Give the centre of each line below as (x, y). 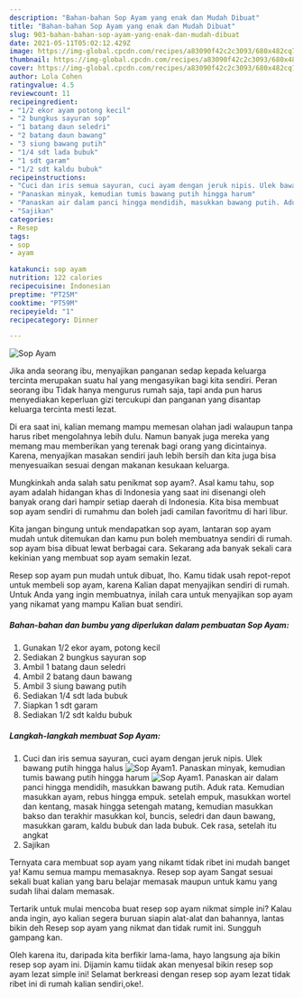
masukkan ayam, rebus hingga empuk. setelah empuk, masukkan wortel (156, 797)
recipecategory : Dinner (54, 320)
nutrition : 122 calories (56, 278)
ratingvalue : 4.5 (42, 85)
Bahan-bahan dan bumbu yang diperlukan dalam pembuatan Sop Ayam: (150, 625)
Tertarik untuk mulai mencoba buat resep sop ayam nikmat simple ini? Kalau (151, 909)
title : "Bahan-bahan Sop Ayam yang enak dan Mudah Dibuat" (123, 26)
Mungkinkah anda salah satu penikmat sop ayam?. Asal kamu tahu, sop (142, 483)
